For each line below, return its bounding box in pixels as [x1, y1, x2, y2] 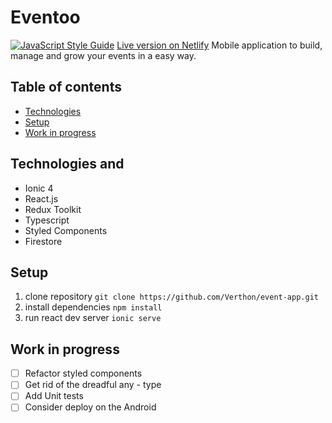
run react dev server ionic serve [24, 312, 162, 324]
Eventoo [10, 6, 81, 29]
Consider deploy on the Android [24, 401, 157, 413]
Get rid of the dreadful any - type [24, 379, 162, 391]
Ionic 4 [24, 182, 54, 194]
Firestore [24, 235, 63, 247]
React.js [24, 192, 59, 205]
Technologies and [10, 156, 125, 173]
